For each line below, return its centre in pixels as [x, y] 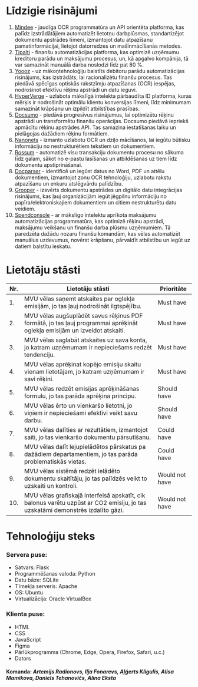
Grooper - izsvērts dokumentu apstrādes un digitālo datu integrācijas [98, 190]
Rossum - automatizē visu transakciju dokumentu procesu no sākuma [99, 152]
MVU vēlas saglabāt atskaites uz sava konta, [86, 340]
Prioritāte [174, 289]
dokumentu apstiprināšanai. [48, 165]
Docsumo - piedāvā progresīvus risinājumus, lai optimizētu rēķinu [94, 115]
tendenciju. [40, 355]
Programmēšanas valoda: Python [55, 574]
